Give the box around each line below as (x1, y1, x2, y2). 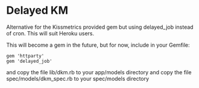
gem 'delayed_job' (6, 58, 52, 64)
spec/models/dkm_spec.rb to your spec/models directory (6, 75, 150, 82)
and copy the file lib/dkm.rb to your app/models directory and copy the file (6, 68, 192, 75)
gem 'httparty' (6, 53, 45, 59)
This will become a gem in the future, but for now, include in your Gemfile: (6, 41, 190, 48)
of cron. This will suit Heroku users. (6, 29, 95, 37)
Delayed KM (6, 4, 68, 17)
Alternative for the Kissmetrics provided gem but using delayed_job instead (6, 23, 194, 31)
